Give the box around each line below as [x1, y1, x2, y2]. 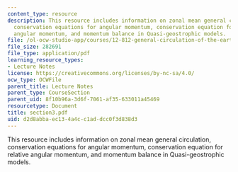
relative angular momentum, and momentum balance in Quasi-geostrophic [7, 150, 225, 159]
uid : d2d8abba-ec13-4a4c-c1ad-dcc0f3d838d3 [7, 115, 138, 122]
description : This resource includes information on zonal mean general [7, 17, 227, 24]
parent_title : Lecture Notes [7, 83, 93, 90]
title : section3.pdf [7, 109, 69, 116]
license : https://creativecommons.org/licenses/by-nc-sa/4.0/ [7, 69, 195, 76]
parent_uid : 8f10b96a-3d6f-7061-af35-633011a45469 [7, 96, 160, 103]
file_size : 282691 [7, 43, 62, 50]
